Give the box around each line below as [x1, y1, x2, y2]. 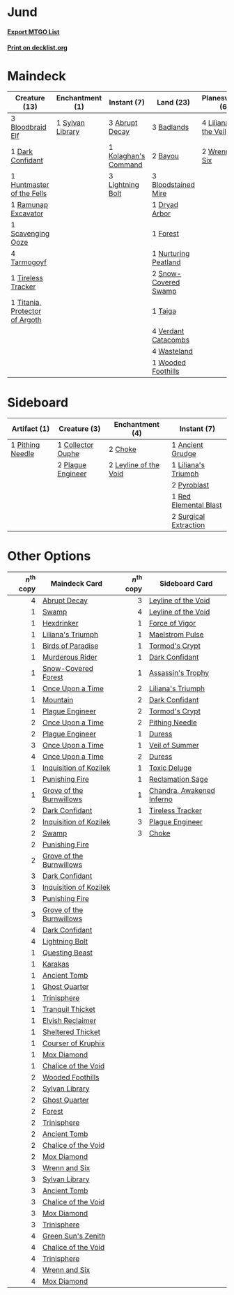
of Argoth [10, 315, 42, 325]
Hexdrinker [42, 618, 79, 628]
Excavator [10, 209, 44, 218]
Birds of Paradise [42, 641, 99, 651]
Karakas [42, 959, 70, 969]
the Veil [201, 127, 226, 137]
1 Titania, [10, 298, 42, 308]
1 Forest [152, 229, 180, 238]
